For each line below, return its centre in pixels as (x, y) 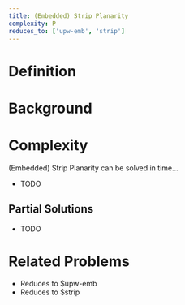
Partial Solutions (51, 209)
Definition (43, 71)
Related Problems (69, 261)
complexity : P (32, 24)
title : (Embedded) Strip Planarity (69, 16)
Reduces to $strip (50, 292)
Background (50, 108)
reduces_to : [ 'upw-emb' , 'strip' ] (67, 31)
